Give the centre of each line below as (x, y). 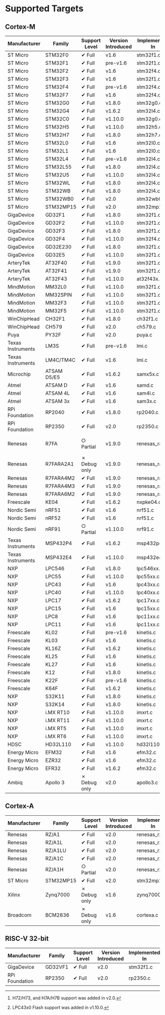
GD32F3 (55, 231)
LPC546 (55, 569)
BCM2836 (57, 915)
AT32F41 (56, 271)
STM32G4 (57, 111)
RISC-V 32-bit (27, 938)
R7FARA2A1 (59, 464)
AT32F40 (56, 263)
